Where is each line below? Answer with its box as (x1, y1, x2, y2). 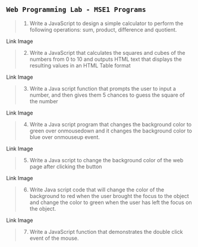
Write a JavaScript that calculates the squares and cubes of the (29, 49, 186, 56)
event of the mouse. (29, 234, 79, 242)
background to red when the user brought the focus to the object (29, 192, 189, 199)
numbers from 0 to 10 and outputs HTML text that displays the (29, 55, 183, 63)
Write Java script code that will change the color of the (29, 186, 165, 193)
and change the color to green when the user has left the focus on (29, 199, 192, 206)
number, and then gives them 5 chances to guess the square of (29, 91, 186, 98)
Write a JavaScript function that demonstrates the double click (29, 228, 183, 235)
